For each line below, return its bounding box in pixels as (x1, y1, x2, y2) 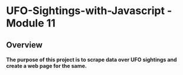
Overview (6, 40, 43, 50)
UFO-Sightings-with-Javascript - (6, 4, 172, 18)
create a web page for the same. (6, 63, 87, 70)
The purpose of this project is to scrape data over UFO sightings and (6, 56, 177, 63)
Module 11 (6, 16, 56, 30)
